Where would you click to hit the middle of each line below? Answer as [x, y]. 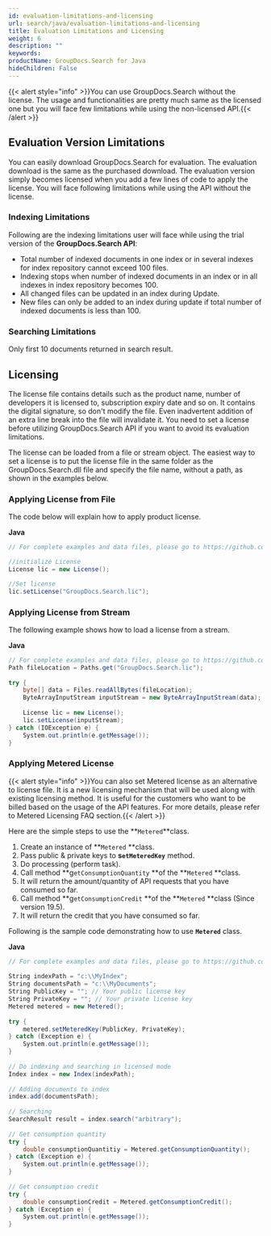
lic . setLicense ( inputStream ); [74, 720]
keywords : [25, 53]
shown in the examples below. [58, 478]
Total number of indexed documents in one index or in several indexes [137, 259]
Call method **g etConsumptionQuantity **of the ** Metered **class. [130, 872]
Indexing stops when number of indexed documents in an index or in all [139, 276]
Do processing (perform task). [70, 864]
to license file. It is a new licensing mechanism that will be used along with [132, 789]
